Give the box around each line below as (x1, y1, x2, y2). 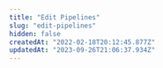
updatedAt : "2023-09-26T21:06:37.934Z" (9, 46, 156, 55)
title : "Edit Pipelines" (9, 12, 100, 22)
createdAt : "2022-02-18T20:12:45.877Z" (9, 37, 156, 47)
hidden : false (9, 29, 62, 38)
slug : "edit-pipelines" (9, 21, 97, 30)
